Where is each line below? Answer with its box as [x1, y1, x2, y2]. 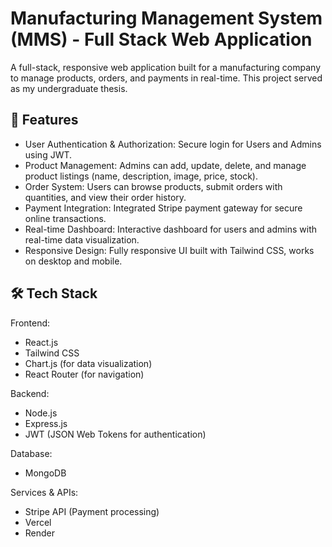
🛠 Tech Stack [10, 285, 98, 302]
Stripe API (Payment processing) [24, 505, 160, 517]
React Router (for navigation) [24, 368, 145, 380]
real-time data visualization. [24, 233, 140, 246]
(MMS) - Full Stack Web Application [10, 28, 313, 51]
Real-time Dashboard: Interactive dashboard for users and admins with [24, 223, 317, 235]
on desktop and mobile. [24, 255, 123, 267]
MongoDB [24, 467, 67, 479]
